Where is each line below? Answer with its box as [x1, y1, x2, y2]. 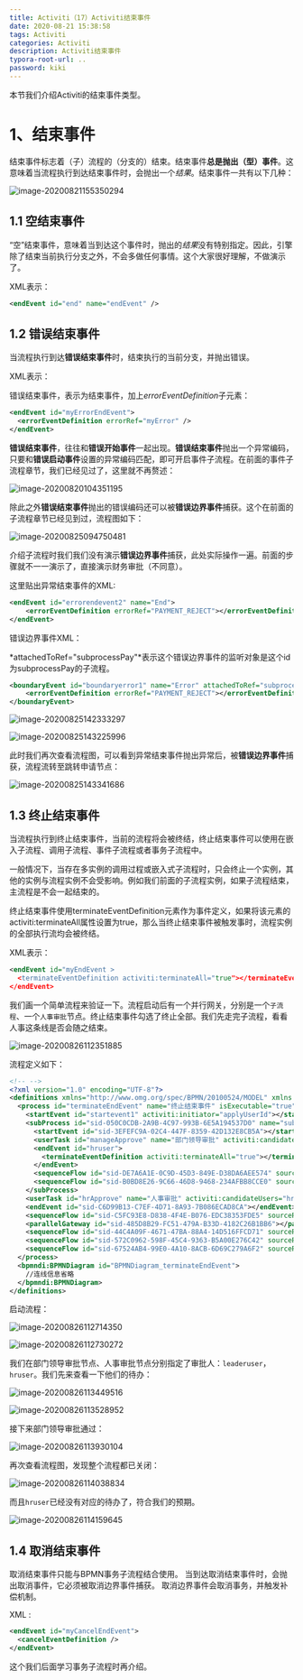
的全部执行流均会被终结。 [9, 928, 105, 938]
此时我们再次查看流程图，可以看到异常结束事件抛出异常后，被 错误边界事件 [9, 750, 286, 761]
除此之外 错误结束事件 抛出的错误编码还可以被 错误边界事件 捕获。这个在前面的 [9, 502, 294, 512]
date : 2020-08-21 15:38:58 [9, 22, 111, 31]
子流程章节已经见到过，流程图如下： [9, 512, 144, 523]
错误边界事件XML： [9, 632, 83, 643]
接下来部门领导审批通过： [9, 1423, 105, 1435]
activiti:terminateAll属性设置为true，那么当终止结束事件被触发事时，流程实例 [9, 917, 293, 928]
